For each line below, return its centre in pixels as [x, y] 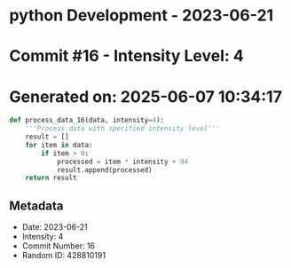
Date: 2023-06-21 [55, 227]
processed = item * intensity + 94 [122, 162]
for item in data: [59, 145]
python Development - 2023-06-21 [142, 16]
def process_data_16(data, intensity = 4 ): [87, 121]
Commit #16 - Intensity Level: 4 [126, 56]
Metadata [36, 205]
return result [51, 178]
